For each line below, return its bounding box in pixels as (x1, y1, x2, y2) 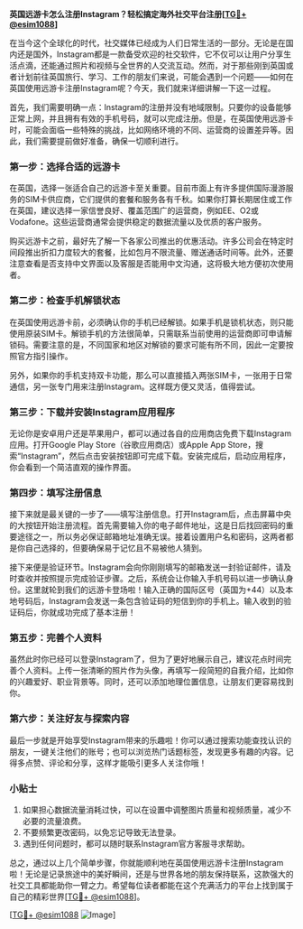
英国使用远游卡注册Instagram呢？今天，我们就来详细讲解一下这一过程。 (9, 83, 276, 93)
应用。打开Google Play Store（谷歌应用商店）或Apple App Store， (9, 439, 256, 450)
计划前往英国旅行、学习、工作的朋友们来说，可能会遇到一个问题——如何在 (16, 71, 294, 82)
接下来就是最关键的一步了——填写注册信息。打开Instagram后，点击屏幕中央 (9, 509, 291, 520)
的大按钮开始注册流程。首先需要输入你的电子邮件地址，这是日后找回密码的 (9, 520, 286, 531)
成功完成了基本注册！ (56, 607, 136, 618)
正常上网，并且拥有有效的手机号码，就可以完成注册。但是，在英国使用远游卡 (9, 113, 294, 124)
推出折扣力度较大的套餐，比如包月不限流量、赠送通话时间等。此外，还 (24, 247, 286, 258)
